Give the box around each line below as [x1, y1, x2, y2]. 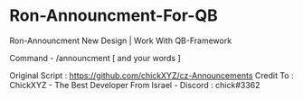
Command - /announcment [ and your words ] [9, 52, 181, 63]
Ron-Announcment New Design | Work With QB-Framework [9, 35, 232, 46]
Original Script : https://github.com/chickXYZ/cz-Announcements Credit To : [9, 69, 294, 81]
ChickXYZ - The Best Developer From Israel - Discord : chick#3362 [9, 79, 260, 90]
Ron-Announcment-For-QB [9, 5, 219, 26]
